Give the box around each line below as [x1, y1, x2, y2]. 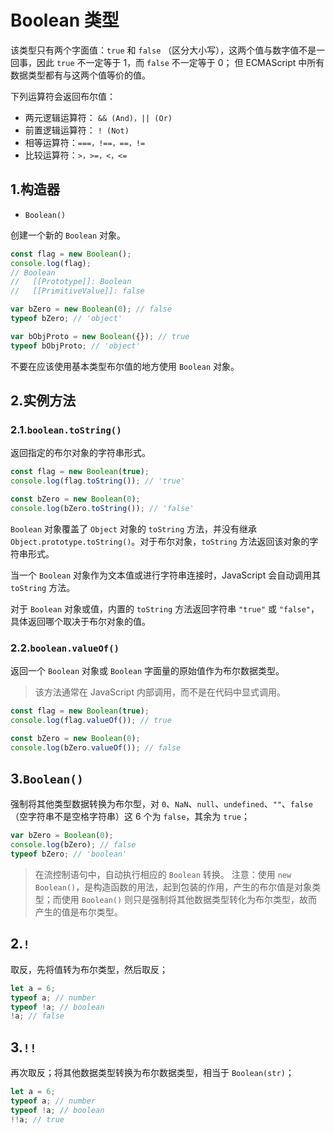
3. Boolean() [10, 771, 84, 787]
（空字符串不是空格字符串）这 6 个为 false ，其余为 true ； [10, 811, 250, 823]
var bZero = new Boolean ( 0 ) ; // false [10, 304, 172, 315]
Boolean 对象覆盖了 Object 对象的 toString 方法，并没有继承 [10, 522, 258, 535]
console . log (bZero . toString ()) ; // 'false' [10, 503, 195, 513]
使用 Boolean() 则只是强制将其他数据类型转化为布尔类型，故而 [61, 894, 318, 906]
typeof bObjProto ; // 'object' [10, 341, 141, 351]
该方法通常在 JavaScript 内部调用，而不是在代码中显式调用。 [34, 686, 286, 698]
